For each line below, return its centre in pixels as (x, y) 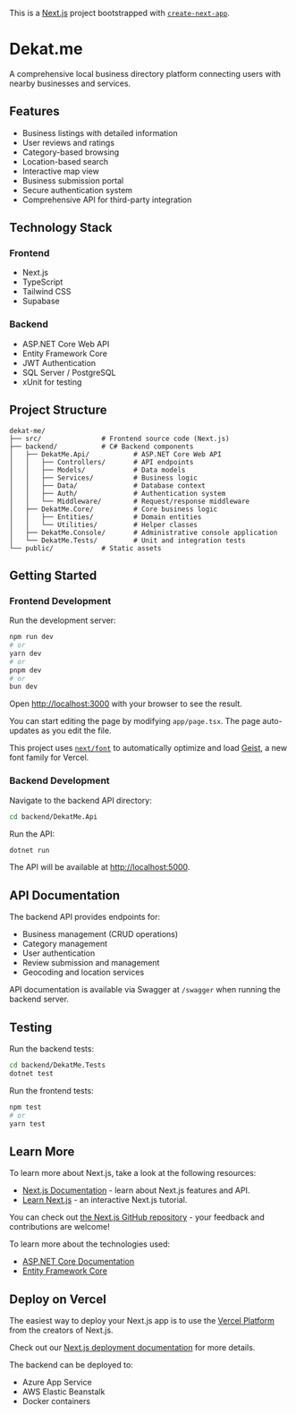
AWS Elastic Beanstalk (63, 1392)
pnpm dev (25, 670)
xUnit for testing (52, 382)
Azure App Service (57, 1383)
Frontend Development (60, 601)
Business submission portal (73, 180)
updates (25, 731)
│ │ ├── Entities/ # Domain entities (106, 517)
